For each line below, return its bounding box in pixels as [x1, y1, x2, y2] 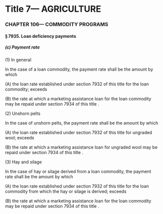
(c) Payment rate [5, 44, 40, 50]
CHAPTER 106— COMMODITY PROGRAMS [5, 21, 108, 28]
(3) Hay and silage [5, 159, 42, 165]
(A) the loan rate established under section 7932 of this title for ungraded [5, 129, 152, 135]
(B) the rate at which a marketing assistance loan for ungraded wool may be [5, 144, 158, 150]
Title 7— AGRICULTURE [5, 3, 102, 15]
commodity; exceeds [5, 86, 47, 92]
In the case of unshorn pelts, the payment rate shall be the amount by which [5, 120, 159, 126]
